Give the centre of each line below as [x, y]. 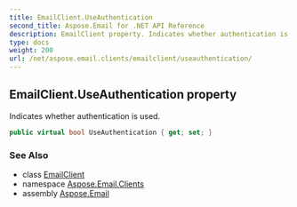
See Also [29, 155]
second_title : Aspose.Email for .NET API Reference [107, 26]
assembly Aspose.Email [65, 193]
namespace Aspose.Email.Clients [83, 184]
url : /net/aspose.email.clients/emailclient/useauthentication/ [131, 59]
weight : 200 [31, 51]
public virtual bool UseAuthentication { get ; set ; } [111, 132]
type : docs [29, 42]
